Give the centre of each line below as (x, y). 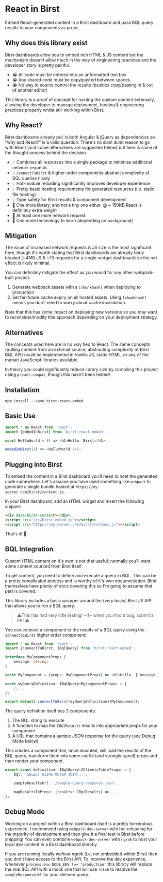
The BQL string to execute (38, 721)
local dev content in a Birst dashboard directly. (51, 844)
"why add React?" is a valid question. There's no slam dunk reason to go (78, 142)
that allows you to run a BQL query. (40, 606)
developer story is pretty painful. (38, 65)
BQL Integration (29, 549)
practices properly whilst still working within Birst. (55, 110)
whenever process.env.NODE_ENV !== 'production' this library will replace (79, 864)
